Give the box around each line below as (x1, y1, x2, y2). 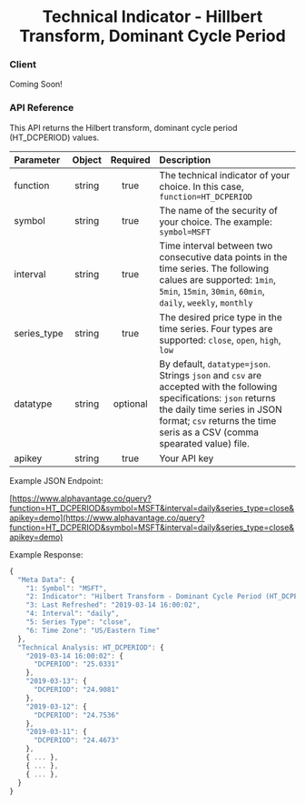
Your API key (159, 452, 214, 465)
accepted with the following (159, 380, 278, 393)
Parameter (14, 153, 61, 166)
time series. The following (159, 262, 270, 275)
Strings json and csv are (159, 368, 262, 381)
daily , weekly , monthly (159, 296, 253, 308)
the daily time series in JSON (159, 403, 283, 416)
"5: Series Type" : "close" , (25, 618, 132, 627)
